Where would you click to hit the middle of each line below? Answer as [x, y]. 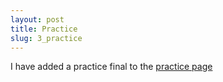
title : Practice [44, 29]
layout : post [37, 19]
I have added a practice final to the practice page [111, 67]
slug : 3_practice [46, 38]
